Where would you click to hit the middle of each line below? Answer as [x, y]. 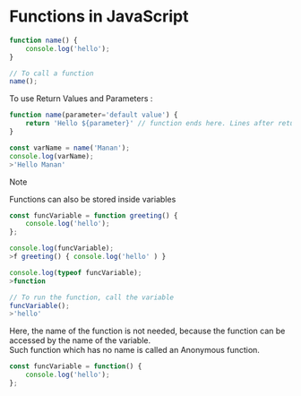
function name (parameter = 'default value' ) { [94, 115]
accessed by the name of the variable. [80, 340]
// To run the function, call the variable [92, 297]
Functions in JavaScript [99, 17]
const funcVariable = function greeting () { [94, 215]
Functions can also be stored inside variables [93, 199]
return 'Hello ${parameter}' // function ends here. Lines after [150, 124]
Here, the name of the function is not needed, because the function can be [147, 331]
